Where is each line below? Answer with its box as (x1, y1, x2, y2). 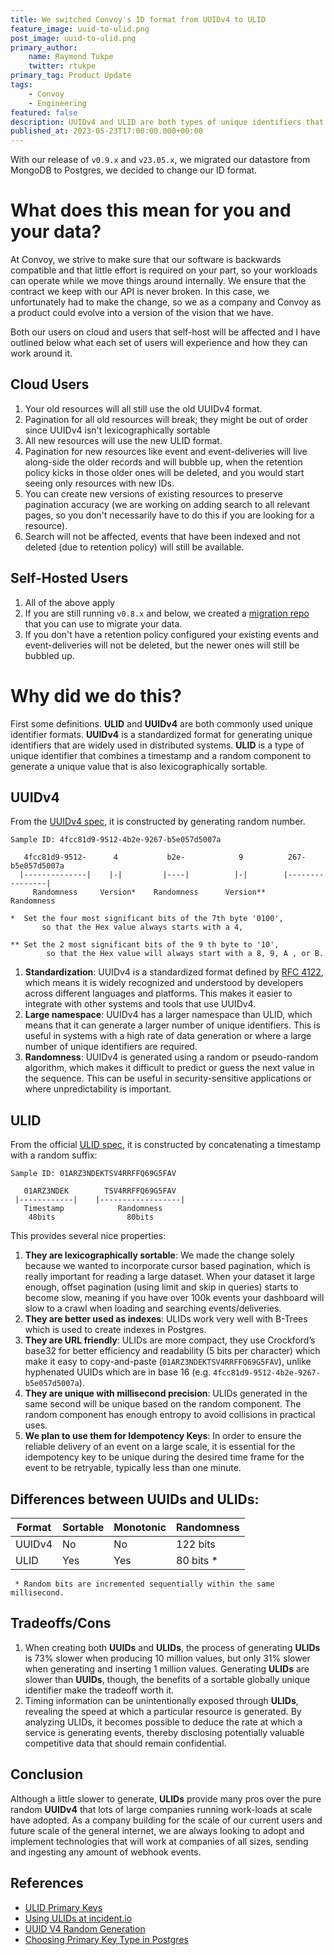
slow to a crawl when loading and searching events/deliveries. (24, 1302, 282, 1315)
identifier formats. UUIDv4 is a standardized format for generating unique (10, 728, 313, 740)
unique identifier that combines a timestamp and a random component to (10, 749, 312, 761)
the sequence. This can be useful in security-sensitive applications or (24, 1072, 312, 1085)
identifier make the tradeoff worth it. (24, 1684, 175, 1696)
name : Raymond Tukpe (28, 52, 114, 62)
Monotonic (113, 1521, 167, 1535)
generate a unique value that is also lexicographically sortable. (10, 760, 268, 772)
